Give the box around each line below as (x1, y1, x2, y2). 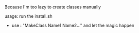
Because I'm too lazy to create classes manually (4, 4, 101, 10)
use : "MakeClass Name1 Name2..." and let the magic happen (11, 22, 135, 28)
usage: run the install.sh (4, 13, 53, 19)
